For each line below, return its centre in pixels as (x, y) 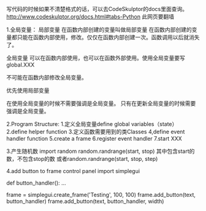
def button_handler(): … (36, 183)
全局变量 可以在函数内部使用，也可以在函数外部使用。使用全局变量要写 (96, 58)
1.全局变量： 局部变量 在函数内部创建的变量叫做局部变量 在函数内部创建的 (99, 30)
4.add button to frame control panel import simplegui (73, 171)
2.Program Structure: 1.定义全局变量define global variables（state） (92, 124)
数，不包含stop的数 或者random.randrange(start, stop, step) (82, 159)
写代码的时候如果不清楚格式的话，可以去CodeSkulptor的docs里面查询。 (97, 9)
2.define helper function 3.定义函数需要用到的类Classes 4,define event (96, 131)
